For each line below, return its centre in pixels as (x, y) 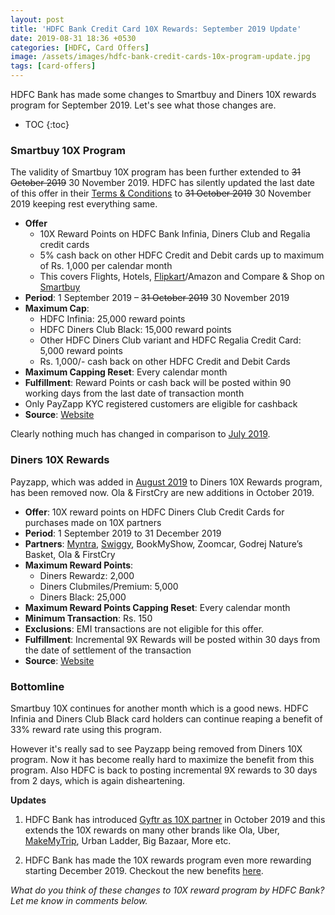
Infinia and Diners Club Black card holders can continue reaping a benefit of (166, 718)
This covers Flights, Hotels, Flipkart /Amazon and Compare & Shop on (182, 277)
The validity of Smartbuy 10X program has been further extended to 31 (156, 172)
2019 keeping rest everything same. (84, 204)
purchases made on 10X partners (93, 522)
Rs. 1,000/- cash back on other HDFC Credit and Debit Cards (165, 362)
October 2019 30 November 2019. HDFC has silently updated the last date (162, 183)
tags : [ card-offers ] (53, 66)
